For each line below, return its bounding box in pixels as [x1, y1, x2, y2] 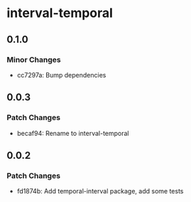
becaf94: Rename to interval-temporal [16, 129, 129, 137]
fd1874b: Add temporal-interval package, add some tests [16, 187, 184, 196]
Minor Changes [6, 55, 61, 65]
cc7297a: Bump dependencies [16, 70, 107, 79]
